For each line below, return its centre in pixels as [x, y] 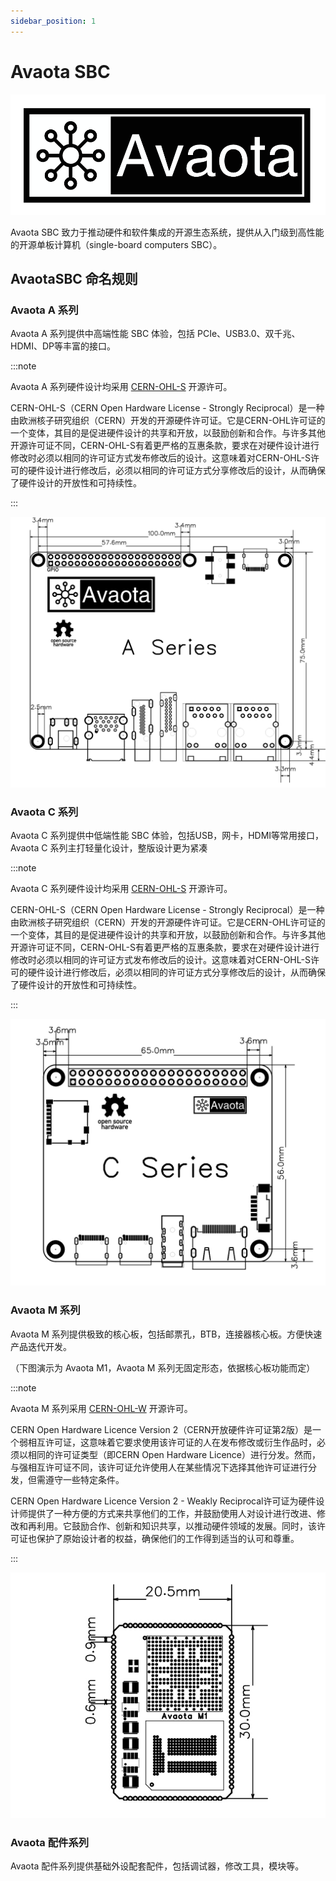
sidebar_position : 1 [53, 21]
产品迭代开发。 [41, 1346]
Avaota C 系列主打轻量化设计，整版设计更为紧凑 [109, 848]
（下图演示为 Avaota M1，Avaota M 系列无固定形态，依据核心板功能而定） [163, 1367]
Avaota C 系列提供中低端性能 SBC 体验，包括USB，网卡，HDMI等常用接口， [167, 836]
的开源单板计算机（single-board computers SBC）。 [116, 244]
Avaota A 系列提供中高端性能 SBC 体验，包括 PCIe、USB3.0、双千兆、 [155, 334]
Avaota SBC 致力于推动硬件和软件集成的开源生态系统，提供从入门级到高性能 [167, 232]
